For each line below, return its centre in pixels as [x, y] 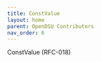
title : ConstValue [34, 13]
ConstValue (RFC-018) [39, 52]
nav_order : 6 [26, 33]
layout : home [26, 20]
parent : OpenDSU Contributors [51, 26]
